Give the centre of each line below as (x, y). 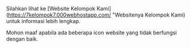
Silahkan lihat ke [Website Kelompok (51, 9)
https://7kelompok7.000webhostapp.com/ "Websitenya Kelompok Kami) (97, 15)
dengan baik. (22, 39)
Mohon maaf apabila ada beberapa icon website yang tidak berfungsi (92, 33)
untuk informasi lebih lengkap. (43, 21)
